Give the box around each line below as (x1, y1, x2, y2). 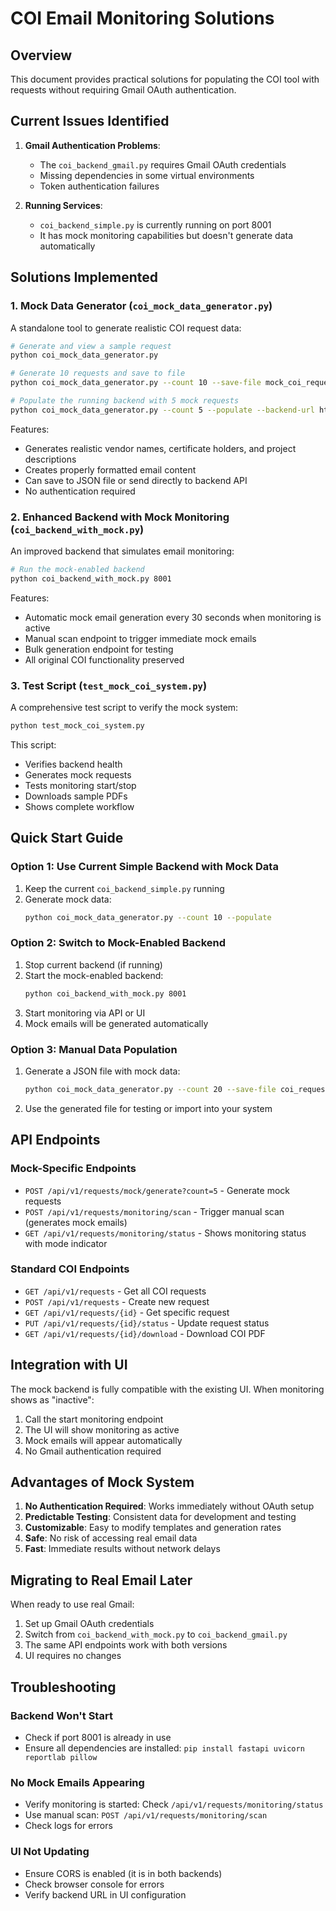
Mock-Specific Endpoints (10, 1162, 137, 1176)
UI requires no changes (24, 1650, 122, 1662)
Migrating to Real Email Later (10, 1572, 193, 1589)
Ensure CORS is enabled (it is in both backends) (24, 1867, 223, 1879)
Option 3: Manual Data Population (10, 1042, 178, 1056)
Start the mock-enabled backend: (24, 969, 164, 981)
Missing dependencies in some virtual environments (39, 169, 255, 181)
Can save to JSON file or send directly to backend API (24, 474, 248, 486)
